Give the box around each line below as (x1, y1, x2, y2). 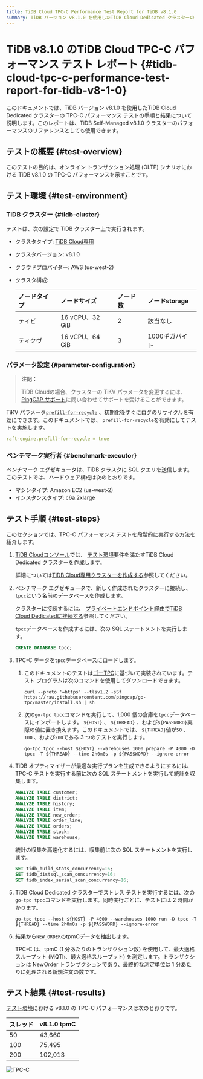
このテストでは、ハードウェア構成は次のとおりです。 (6, 474, 138, 481)
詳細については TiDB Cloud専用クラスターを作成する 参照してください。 (14, 572, 192, 579)
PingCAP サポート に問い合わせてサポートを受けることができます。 (21, 396, 187, 403)
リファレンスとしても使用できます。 (32, 127, 122, 134)
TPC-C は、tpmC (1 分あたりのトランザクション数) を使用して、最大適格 (14, 945, 195, 953)
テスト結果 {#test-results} (6, 987, 106, 997)
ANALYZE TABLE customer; (14, 789, 78, 795)
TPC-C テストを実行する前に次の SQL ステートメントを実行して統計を (14, 770, 190, 777)
